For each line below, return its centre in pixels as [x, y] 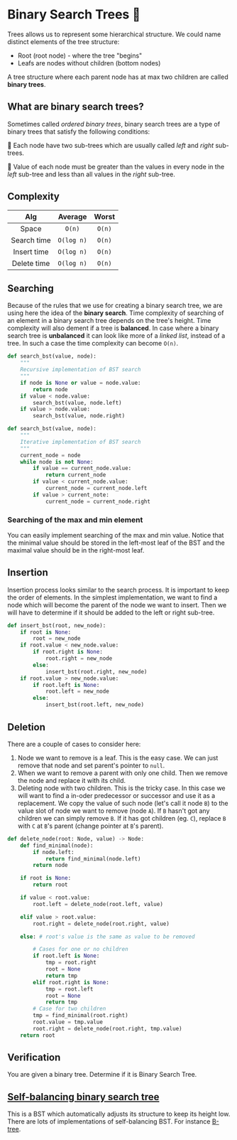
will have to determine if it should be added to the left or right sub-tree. [111, 612]
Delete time [31, 263]
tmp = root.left [69, 989]
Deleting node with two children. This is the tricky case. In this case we [121, 788]
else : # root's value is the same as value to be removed [108, 937]
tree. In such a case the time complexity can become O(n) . [93, 343]
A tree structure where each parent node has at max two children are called [118, 77]
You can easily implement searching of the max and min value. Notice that [116, 535]
